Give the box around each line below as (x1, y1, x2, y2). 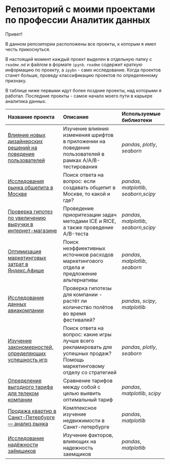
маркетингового (63, 257, 104, 264)
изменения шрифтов (63, 131, 114, 138)
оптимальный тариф (63, 396, 113, 403)
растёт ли (63, 297, 87, 304)
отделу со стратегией (63, 369, 117, 376)
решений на (8, 144, 37, 151)
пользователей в (63, 150, 105, 158)
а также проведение (63, 224, 114, 231)
